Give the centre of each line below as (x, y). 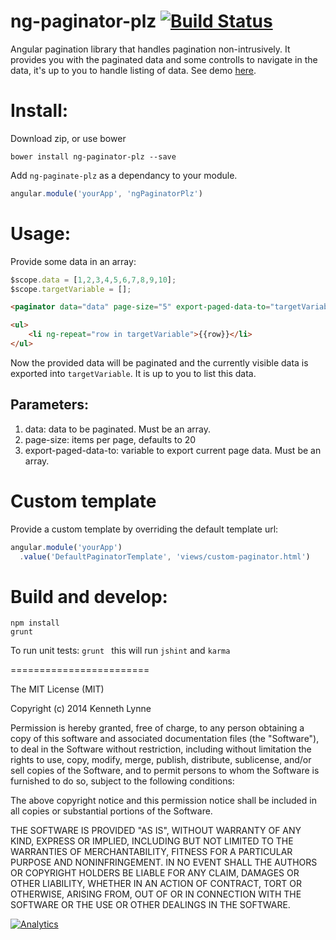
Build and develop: (89, 596)
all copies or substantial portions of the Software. (111, 811)
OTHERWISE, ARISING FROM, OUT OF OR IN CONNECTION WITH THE (156, 894)
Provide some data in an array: (73, 261)
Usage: (41, 233)
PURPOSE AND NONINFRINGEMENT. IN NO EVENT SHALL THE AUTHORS (164, 862)
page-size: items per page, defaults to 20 (110, 439)
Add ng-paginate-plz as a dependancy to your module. (124, 175)
